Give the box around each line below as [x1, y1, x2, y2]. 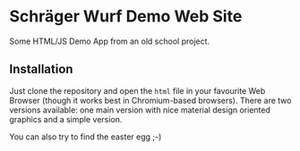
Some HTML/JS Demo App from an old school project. [9, 36, 210, 46]
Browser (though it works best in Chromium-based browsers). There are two [9, 95, 292, 105]
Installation [9, 62, 73, 77]
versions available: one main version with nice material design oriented [9, 105, 270, 115]
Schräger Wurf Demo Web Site [9, 6, 243, 27]
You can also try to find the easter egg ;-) [9, 131, 162, 142]
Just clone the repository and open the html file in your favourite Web [9, 85, 266, 96]
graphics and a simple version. [9, 113, 123, 124]
